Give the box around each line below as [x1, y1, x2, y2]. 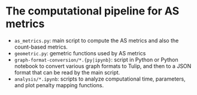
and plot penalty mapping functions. [14, 81, 104, 88]
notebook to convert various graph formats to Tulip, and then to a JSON [14, 62, 192, 70]
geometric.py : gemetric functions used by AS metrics [14, 49, 146, 57]
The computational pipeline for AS [5, 4, 180, 18]
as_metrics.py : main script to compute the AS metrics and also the [14, 37, 179, 44]
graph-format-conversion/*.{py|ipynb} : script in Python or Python [14, 56, 178, 63]
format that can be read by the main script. [14, 69, 120, 76]
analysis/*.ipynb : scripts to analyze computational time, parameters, [14, 75, 186, 82]
